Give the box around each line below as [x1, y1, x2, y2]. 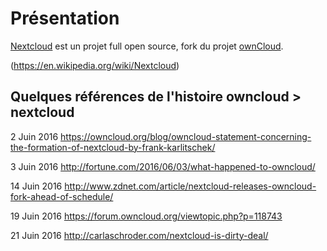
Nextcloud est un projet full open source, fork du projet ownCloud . [10, 40, 284, 52]
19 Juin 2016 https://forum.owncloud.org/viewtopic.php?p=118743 [10, 210, 283, 222]
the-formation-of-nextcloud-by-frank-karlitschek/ [10, 141, 216, 153]
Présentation [10, 7, 120, 30]
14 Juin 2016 [10, 180, 63, 192]
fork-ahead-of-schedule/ [10, 190, 114, 202]
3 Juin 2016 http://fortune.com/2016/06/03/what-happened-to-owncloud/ [10, 160, 316, 172]
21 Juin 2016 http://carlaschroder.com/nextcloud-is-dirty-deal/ [10, 229, 269, 241]
